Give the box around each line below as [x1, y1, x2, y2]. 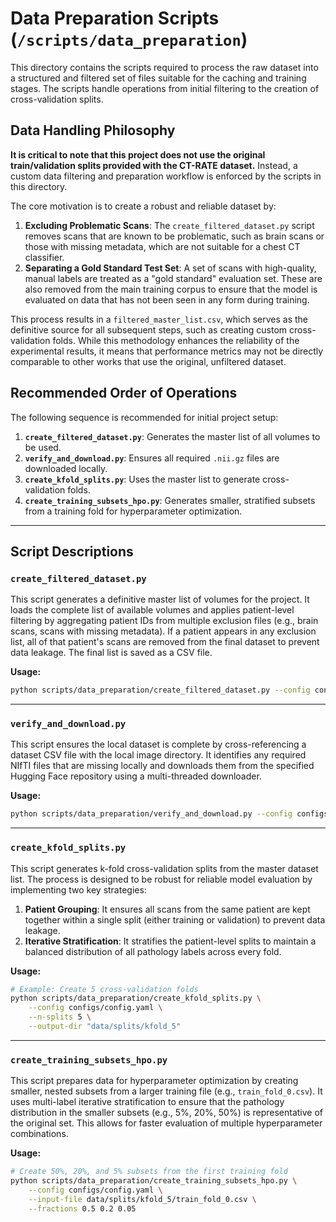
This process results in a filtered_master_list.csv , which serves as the [10, 313, 309, 325]
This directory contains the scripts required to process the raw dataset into [10, 61, 319, 73]
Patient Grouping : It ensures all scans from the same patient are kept [24, 903, 311, 915]
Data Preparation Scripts [10, 7, 220, 30]
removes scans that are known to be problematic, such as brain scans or [24, 230, 325, 242]
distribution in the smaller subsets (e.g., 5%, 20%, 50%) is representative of [10, 1107, 323, 1119]
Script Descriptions [10, 543, 134, 560]
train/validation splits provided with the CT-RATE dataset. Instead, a [10, 159, 298, 171]
